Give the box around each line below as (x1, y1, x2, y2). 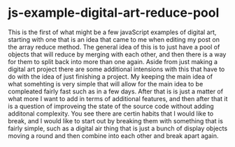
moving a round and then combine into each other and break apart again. (8, 131, 219, 140)
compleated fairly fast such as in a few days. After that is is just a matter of (8, 87, 223, 95)
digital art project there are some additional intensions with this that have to (8, 65, 225, 73)
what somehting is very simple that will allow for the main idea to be (8, 79, 204, 88)
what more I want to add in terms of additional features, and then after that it (8, 94, 228, 102)
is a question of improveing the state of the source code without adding (8, 102, 214, 110)
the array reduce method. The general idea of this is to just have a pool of (8, 42, 220, 51)
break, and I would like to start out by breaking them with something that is (8, 116, 223, 125)
